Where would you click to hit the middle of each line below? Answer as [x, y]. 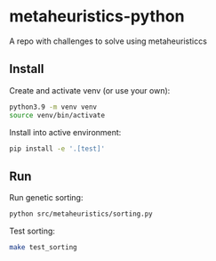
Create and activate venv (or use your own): [90, 90]
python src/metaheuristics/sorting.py [81, 214]
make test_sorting [43, 248]
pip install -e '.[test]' [57, 149]
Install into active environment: [65, 132]
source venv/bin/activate [57, 115]
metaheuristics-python [97, 16]
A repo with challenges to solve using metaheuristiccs [108, 41]
